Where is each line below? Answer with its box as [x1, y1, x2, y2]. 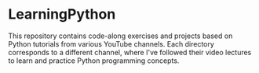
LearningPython [8, 5, 116, 23]
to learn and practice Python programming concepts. [8, 56, 180, 65]
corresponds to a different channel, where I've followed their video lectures [8, 47, 252, 57]
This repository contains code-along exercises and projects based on [8, 31, 233, 40]
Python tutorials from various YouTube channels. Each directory [8, 39, 214, 48]
